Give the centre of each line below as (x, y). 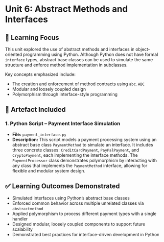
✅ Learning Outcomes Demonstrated (62, 186)
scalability (22, 229)
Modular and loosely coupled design (49, 89)
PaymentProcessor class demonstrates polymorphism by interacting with (84, 160)
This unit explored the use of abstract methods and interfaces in (70, 49)
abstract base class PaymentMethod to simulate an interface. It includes (82, 145)
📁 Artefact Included (35, 109)
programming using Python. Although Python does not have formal (90, 54)
